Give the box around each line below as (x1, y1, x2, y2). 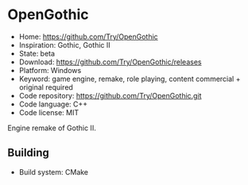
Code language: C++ (18, 99, 88, 109)
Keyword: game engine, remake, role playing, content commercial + (18, 74, 241, 83)
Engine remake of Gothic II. (7, 123, 96, 133)
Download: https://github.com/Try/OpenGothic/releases (18, 57, 202, 67)
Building (7, 146, 49, 160)
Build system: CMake (18, 167, 89, 176)
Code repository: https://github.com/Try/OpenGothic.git (18, 91, 202, 100)
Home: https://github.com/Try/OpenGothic (18, 32, 158, 41)
